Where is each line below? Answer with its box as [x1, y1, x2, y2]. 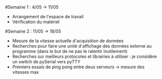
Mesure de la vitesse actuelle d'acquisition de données [12, 38, 124, 44]
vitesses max [12, 69, 39, 75]
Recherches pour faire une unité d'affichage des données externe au [12, 43, 152, 49]
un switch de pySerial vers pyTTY [12, 59, 81, 64]
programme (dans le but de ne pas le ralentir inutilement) [12, 49, 128, 54]
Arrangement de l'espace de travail [12, 14, 84, 19]
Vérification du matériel [12, 19, 60, 25]
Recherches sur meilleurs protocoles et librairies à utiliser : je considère [12, 53, 157, 59]
